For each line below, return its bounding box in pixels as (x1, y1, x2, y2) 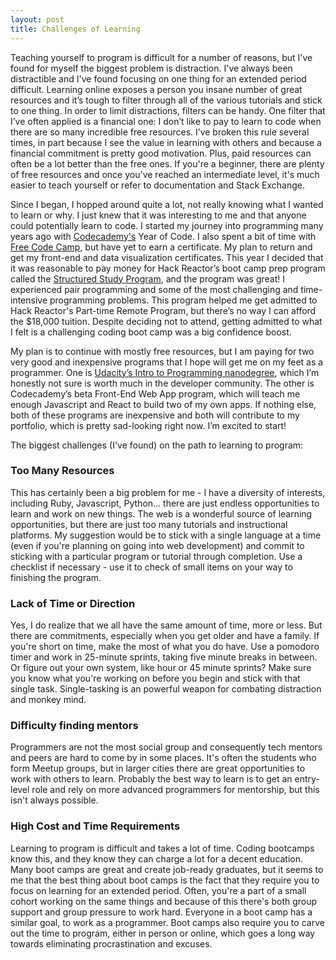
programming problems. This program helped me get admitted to (49, 294, 318, 306)
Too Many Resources (10, 464, 115, 478)
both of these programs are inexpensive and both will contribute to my (10, 409, 300, 421)
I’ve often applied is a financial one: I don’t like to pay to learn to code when (10, 115, 322, 127)
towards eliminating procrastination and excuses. (10, 937, 213, 950)
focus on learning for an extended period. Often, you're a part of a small (10, 884, 307, 896)
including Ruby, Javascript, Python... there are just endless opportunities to (10, 497, 320, 509)
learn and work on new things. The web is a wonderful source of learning (10, 507, 313, 520)
